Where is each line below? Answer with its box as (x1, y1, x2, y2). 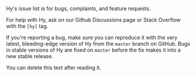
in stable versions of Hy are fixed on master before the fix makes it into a (6, 46, 181, 53)
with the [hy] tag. (6, 23, 49, 29)
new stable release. (6, 53, 53, 59)
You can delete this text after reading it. (6, 64, 102, 71)
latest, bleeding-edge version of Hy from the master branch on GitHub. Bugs (6, 41, 191, 47)
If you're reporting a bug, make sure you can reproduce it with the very (6, 34, 178, 41)
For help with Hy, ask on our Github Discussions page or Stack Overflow (6, 16, 181, 23)
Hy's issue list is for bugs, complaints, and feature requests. (6, 5, 151, 12)
